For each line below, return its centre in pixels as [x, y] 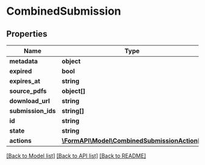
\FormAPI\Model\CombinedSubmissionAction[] [132, 141]
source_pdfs [28, 91]
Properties [27, 34]
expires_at [25, 81]
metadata [23, 61]
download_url [30, 101]
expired [21, 71]
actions [20, 141]
